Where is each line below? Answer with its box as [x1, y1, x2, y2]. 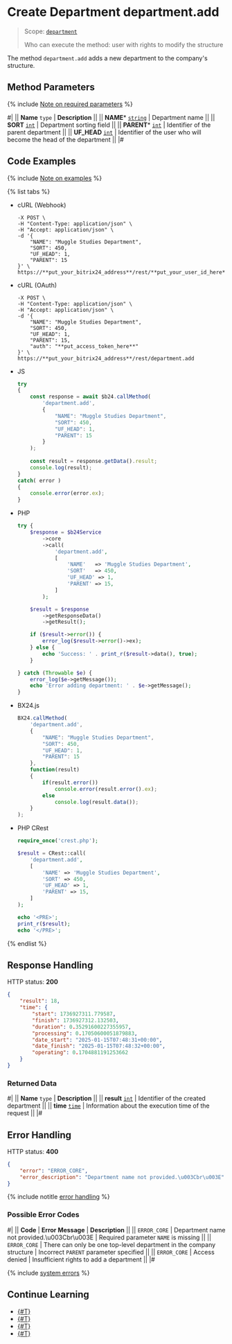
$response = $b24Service [30, 529, 102, 536]
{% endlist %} [7, 939, 47, 948]
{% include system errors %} [7, 1268, 90, 1277]
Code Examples [7, 155, 76, 167]
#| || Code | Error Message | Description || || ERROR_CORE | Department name [7, 1225, 226, 1234]
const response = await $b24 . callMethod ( [30, 393, 151, 401]
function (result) [30, 767, 80, 774]
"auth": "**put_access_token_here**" [30, 342, 139, 350]
